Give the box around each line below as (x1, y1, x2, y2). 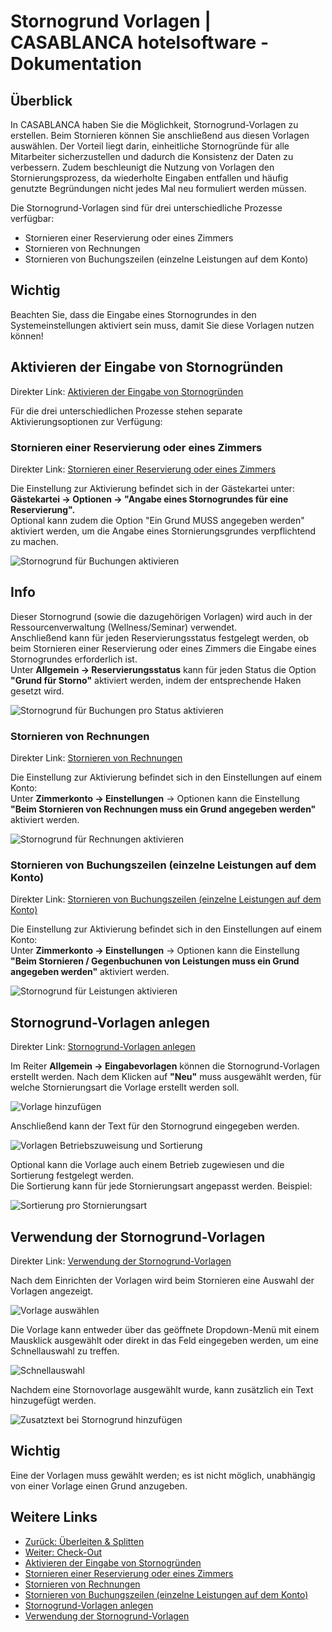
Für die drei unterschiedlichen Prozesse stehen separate (10, 405, 243, 417)
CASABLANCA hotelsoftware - (10, 31, 269, 54)
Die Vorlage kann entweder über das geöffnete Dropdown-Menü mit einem (10, 1323, 320, 1335)
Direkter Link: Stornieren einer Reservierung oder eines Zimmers (10, 463, 277, 475)
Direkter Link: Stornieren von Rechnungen (10, 752, 183, 764)
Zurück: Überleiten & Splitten (24, 1535, 145, 1547)
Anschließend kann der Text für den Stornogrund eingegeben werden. (10, 1120, 300, 1132)
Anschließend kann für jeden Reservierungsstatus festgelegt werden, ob (10, 631, 310, 644)
